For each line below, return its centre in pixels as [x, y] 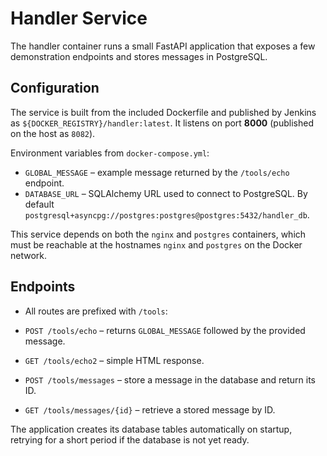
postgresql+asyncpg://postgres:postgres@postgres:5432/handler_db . [167, 214]
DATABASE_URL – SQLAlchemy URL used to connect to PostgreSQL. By [166, 193]
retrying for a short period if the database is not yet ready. [130, 439]
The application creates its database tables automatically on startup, [151, 429]
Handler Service [79, 18]
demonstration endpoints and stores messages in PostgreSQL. [139, 56]
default [39, 204]
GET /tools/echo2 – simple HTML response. [114, 360]
